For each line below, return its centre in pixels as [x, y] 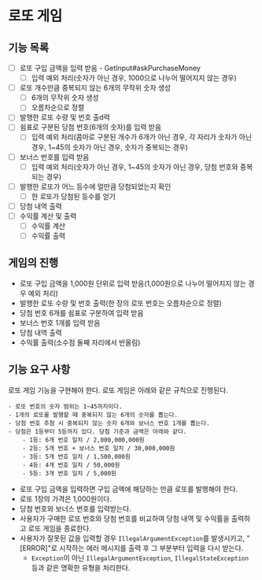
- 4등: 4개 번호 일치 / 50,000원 [71, 465]
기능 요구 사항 [39, 369]
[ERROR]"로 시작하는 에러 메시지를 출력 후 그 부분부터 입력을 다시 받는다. [131, 548]
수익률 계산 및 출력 [48, 216]
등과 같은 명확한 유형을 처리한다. [81, 567]
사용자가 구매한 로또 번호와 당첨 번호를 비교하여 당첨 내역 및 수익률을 [124, 518]
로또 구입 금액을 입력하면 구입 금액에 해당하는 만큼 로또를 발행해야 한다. [129, 489]
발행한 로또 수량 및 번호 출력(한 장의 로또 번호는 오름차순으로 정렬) [121, 303]
